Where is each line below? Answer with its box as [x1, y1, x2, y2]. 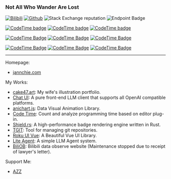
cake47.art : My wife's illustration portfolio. [12, 89, 101, 95]
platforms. [12, 100, 35, 106]
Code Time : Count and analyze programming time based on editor [12, 111, 152, 117]
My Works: [5, 79, 28, 85]
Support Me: [5, 159, 32, 165]
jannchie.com [12, 69, 42, 75]
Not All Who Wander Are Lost [5, 4, 79, 11]
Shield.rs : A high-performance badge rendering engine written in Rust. [12, 121, 161, 128]
